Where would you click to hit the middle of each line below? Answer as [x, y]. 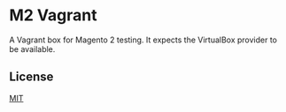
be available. [32, 49]
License [31, 77]
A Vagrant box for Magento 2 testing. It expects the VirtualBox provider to [143, 40]
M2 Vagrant [53, 15]
